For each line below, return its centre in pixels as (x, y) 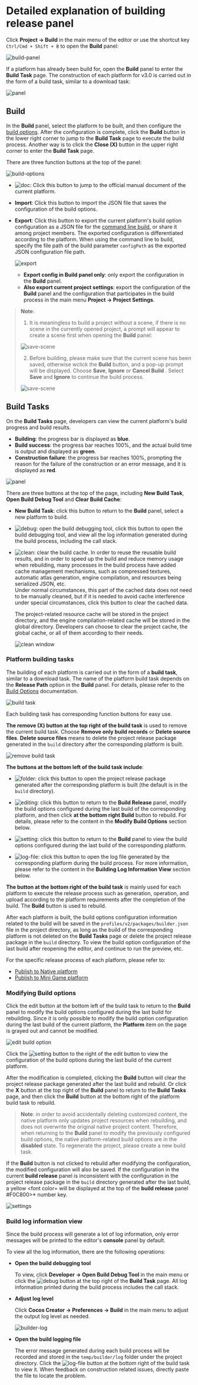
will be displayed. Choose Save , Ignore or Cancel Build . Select (106, 371)
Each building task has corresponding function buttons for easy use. (89, 714)
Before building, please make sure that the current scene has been (110, 358)
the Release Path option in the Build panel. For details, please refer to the (95, 685)
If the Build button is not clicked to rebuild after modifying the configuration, (98, 1163)
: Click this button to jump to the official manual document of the (108, 185)
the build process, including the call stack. (66, 541)
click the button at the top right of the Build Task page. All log (101, 1281)
